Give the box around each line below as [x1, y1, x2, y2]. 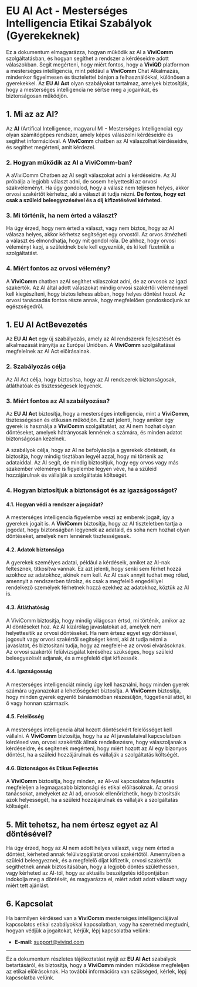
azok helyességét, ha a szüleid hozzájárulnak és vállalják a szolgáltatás [6, 797, 178, 804]
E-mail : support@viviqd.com [14, 938, 84, 945]
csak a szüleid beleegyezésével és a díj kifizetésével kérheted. [6, 197, 162, 204]
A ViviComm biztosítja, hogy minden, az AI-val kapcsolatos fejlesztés [6, 778, 175, 785]
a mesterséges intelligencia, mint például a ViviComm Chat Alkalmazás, [6, 67, 180, 74]
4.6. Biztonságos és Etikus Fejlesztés [6, 764, 98, 771]
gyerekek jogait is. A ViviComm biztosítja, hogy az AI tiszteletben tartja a [6, 520, 182, 527]
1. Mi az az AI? [6, 109, 59, 119]
